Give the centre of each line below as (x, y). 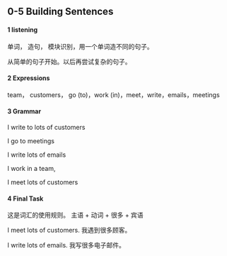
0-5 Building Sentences (60, 12)
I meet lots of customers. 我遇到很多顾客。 (69, 230)
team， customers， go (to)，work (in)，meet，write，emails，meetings (114, 94)
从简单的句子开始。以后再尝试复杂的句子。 (69, 61)
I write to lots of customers (46, 127)
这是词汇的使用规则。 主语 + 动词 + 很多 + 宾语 (75, 215)
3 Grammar (24, 111)
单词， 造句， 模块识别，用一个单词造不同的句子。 (80, 46)
